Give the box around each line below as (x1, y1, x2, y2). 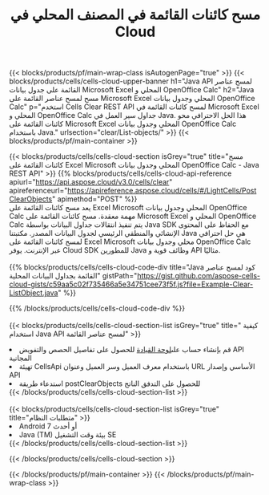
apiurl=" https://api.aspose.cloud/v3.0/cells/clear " (9, 177, 173, 187)
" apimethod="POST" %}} (51, 194, 138, 204)
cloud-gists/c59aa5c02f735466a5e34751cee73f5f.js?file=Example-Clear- (9, 279, 254, 290)
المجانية (9, 353, 33, 363)
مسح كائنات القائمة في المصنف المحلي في (10, 6, 261, 24)
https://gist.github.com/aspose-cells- (136, 271, 261, 281)
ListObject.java (9, 288, 58, 298)
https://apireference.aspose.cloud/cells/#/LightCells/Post (67, 186, 257, 196)
